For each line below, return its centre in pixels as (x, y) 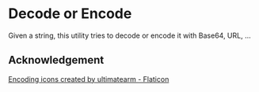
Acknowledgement (56, 60)
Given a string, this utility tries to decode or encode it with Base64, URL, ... (129, 35)
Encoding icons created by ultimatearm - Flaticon (89, 79)
